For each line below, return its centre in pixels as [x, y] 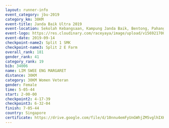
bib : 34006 [17, 66]
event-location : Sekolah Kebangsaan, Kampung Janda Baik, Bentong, [77, 29]
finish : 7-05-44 [22, 108]
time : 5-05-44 [20, 89]
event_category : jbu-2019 [32, 15]
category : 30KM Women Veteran [37, 80]
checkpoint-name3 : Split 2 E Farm [41, 47]
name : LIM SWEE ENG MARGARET [36, 71]
